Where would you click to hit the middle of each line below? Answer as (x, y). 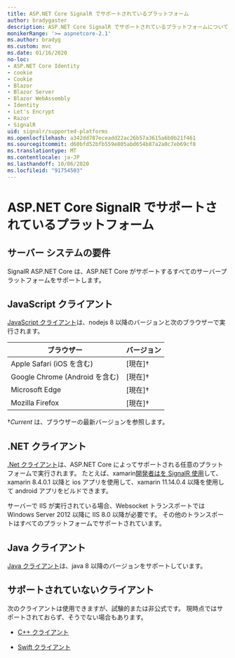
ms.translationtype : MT (42, 151)
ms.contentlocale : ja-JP (43, 158)
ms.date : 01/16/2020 (38, 53)
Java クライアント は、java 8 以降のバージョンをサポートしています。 (107, 566)
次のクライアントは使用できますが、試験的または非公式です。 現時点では (112, 608)
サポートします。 (80, 280)
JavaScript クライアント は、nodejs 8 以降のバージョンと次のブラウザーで (113, 322)
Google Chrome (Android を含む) (65, 377)
